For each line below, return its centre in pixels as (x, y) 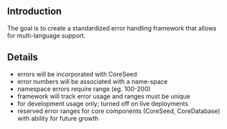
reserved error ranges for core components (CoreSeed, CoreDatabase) (119, 111)
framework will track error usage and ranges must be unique (103, 96)
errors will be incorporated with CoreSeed (77, 74)
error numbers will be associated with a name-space (92, 81)
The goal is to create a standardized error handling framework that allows (112, 28)
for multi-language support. (47, 35)
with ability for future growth (58, 118)
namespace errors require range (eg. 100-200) (84, 89)
